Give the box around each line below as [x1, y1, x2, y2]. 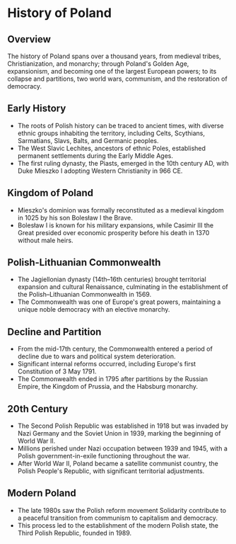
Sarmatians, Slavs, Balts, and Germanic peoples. [17, 136, 159, 144]
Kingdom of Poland [7, 187, 94, 199]
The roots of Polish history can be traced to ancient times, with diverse [17, 121, 224, 130]
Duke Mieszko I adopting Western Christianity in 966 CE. [17, 166, 183, 175]
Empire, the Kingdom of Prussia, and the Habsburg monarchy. [17, 382, 199, 391]
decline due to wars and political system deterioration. [17, 352, 176, 361]
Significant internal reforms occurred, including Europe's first [17, 360, 196, 368]
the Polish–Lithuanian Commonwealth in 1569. [17, 290, 152, 299]
